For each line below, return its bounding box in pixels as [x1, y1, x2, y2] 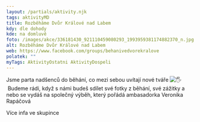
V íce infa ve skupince [6, 109, 60, 116]
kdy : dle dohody [6, 25, 47, 32]
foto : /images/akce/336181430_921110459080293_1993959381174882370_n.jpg [6, 37, 195, 43]
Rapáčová [6, 97, 31, 105]
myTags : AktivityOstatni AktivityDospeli [6, 59, 111, 65]
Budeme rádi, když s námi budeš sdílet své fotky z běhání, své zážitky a [7, 85, 185, 92]
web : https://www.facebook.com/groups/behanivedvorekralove [6, 48, 160, 54]
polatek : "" [6, 53, 36, 59]
